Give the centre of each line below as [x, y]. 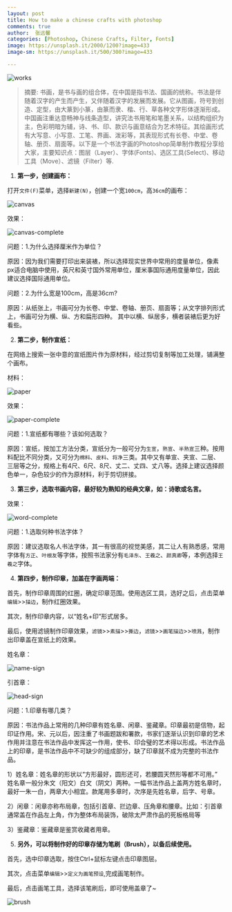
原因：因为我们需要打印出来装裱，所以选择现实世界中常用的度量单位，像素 [113, 261]
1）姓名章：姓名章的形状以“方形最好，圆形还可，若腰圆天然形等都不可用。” [113, 774]
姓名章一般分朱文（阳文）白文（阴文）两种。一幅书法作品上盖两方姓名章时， [116, 783]
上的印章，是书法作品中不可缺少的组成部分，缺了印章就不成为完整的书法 [110, 750]
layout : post [26, 13]
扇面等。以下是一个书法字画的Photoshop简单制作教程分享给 [139, 144]
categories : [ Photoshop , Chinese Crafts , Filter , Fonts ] [91, 39]
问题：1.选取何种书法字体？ [46, 532]
